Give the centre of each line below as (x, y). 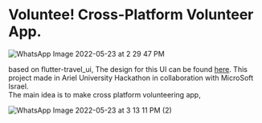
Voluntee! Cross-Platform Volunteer (131, 15)
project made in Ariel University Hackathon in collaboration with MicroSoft (131, 77)
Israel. (18, 86)
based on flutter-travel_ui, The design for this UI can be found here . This (128, 69)
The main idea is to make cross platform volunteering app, (104, 94)
